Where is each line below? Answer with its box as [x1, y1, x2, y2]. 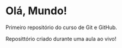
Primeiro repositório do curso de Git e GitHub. [5, 24, 117, 31]
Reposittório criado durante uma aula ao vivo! [5, 35, 117, 42]
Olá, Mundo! [5, 4, 68, 18]
